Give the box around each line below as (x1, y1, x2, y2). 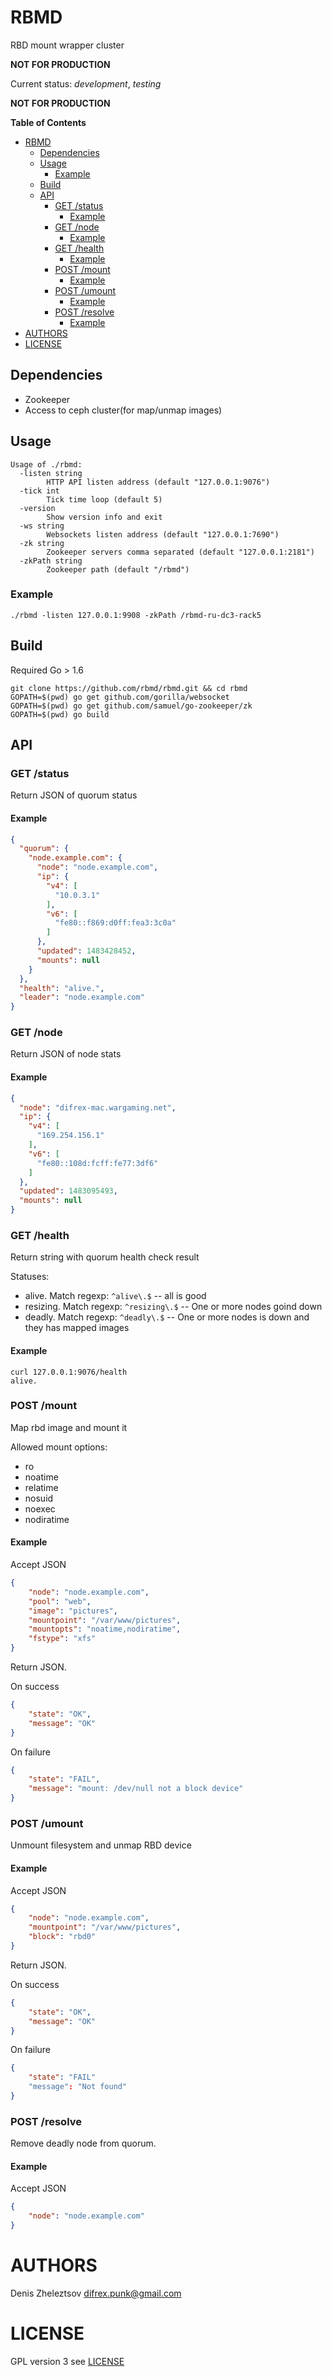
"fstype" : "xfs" (28, 1634, 97, 1644)
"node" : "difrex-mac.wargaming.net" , (19, 1102, 177, 1113)
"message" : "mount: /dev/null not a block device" (28, 1784, 244, 1794)
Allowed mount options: (10, 1441, 108, 1453)
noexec (24, 1502, 56, 1515)
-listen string (19, 468, 83, 478)
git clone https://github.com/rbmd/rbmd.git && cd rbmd (10, 683, 248, 693)
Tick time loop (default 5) (46, 494, 163, 505)
